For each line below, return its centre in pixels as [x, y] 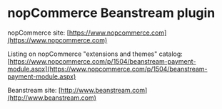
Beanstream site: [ [34, 90]
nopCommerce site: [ [39, 33]
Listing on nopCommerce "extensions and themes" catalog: [95, 54]
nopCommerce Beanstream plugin [111, 13]
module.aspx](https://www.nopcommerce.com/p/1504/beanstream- [108, 69]
